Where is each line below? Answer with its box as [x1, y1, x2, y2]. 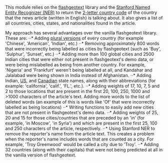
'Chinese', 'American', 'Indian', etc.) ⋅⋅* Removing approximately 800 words [5, 40, 159, 46]
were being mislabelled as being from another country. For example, [5, 62, 146, 67]
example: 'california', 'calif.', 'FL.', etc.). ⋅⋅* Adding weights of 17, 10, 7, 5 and [5, 83, 160, 89]
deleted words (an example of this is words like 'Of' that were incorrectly [5, 99, 155, 104]
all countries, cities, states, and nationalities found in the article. [5, 20, 136, 26]
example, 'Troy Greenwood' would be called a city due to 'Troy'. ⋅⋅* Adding [5, 141, 159, 147]
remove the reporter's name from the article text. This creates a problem [5, 131, 154, 136]
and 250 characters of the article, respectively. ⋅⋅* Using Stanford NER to [5, 125, 155, 131]
